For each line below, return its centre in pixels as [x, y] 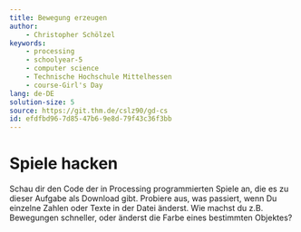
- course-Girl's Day [64, 85]
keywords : [28, 43]
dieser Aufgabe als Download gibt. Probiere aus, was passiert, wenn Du [143, 198]
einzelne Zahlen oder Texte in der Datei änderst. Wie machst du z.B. [136, 208]
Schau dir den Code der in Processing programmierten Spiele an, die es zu [149, 189]
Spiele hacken [64, 164]
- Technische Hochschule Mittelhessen [99, 77]
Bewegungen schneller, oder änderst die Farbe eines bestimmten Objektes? [151, 217]
